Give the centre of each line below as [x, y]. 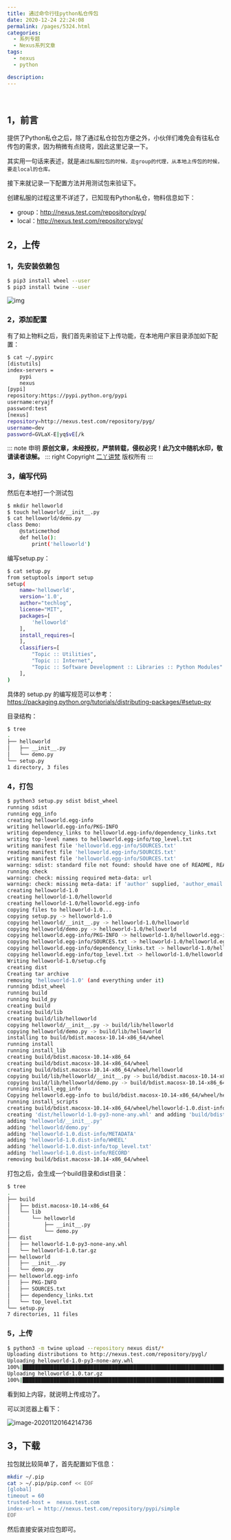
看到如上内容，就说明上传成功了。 [55, 1394]
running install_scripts [43, 1102]
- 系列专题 [27, 39]
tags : [15, 52]
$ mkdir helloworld [35, 506]
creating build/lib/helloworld [52, 1019]
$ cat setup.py [29, 571]
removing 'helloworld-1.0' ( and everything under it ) [86, 980]
